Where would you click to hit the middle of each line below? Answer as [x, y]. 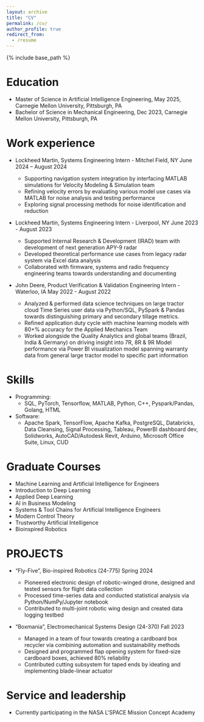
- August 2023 [33, 229]
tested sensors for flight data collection [73, 588]
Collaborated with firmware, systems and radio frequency [97, 266]
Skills [20, 380]
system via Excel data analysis [62, 260]
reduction [36, 210]
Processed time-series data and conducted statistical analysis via [107, 595]
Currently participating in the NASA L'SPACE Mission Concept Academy [105, 712]
